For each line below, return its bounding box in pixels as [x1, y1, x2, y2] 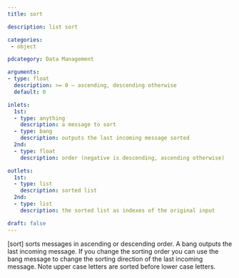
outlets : [7, 167, 34, 175]
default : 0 [14, 88, 46, 96]
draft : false [7, 220, 46, 227]
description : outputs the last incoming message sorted [20, 135, 190, 142]
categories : [7, 36, 43, 43]
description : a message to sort [20, 121, 116, 128]
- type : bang [14, 128, 53, 135]
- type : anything [14, 115, 66, 122]
